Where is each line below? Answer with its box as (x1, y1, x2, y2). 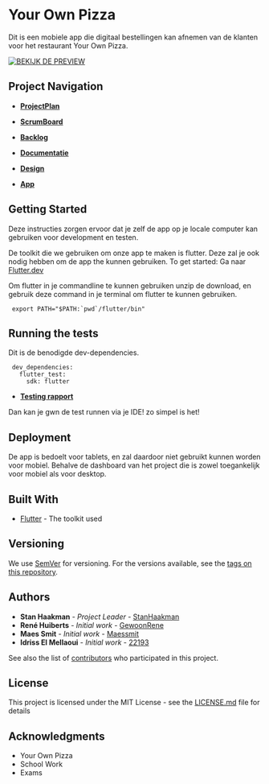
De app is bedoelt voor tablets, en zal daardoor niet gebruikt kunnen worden (8, 452, 261, 462)
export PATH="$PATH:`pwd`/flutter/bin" (11, 304, 146, 313)
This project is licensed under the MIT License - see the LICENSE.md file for (8, 698, 260, 708)
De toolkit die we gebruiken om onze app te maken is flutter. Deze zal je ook (8, 248, 259, 258)
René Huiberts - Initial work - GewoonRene (19, 620, 165, 629)
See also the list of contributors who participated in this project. (8, 653, 219, 662)
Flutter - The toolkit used (19, 514, 103, 523)
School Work (19, 759, 63, 770)
